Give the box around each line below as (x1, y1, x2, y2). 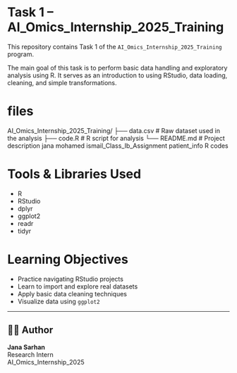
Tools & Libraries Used (7, 166, 142, 182)
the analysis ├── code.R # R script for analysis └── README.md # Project (7, 134, 226, 142)
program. (7, 50, 35, 58)
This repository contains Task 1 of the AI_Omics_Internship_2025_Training (7, 42, 222, 51)
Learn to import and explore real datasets (17, 282, 138, 291)
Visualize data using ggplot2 (17, 297, 100, 305)
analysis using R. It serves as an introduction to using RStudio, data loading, (7, 71, 228, 80)
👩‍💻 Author (7, 324, 54, 336)
